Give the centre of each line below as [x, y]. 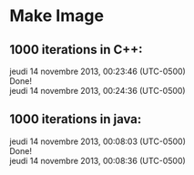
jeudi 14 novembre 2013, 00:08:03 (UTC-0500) [98, 141]
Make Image [57, 16]
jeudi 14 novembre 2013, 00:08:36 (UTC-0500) [98, 160]
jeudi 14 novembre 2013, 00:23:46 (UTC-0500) [98, 71]
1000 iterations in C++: [76, 50]
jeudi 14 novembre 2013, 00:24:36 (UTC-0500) [97, 91]
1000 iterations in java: [76, 119]
